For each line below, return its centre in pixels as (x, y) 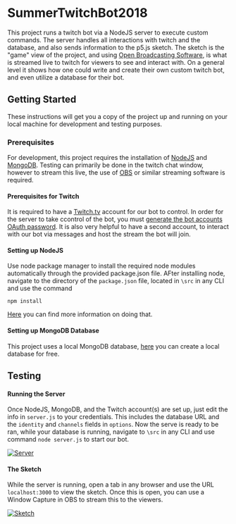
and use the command (40, 288)
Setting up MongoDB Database (54, 331)
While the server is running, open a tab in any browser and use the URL (111, 485)
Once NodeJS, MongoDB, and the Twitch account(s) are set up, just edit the (118, 409)
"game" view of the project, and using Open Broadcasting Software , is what (117, 55)
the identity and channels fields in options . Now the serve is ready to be (113, 425)
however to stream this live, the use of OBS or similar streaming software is (116, 173)
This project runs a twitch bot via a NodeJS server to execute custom (108, 32)
